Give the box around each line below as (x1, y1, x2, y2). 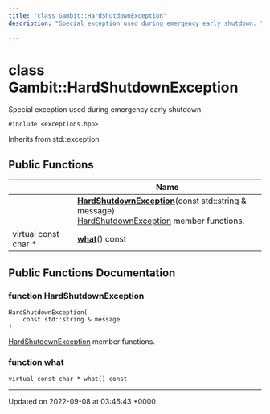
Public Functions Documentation (8, 266, 176, 279)
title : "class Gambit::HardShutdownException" (8, 11, 167, 20)
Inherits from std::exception (8, 135, 100, 144)
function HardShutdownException (8, 290, 145, 301)
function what (8, 356, 64, 367)
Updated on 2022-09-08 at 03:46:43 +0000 (8, 396, 157, 407)
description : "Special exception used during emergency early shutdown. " (8, 19, 264, 27)
